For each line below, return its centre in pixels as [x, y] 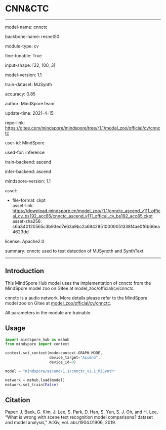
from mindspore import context [37, 344]
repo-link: [15, 123]
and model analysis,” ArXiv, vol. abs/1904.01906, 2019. [61, 423]
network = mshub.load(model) [35, 380]
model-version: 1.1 [23, 75]
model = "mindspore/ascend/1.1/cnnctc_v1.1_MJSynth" [61, 371]
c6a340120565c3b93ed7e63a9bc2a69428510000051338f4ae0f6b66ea [86, 226]
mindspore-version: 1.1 [28, 181]
